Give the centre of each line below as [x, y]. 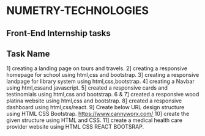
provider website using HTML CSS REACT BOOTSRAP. [75, 127]
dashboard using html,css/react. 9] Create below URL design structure [95, 107]
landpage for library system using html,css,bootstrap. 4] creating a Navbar [100, 81]
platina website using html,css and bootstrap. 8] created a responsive [94, 101]
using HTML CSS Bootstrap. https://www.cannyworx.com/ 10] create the [98, 114]
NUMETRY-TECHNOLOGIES [77, 11]
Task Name [28, 53]
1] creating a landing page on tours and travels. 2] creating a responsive [97, 68]
